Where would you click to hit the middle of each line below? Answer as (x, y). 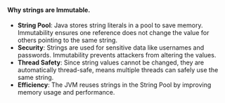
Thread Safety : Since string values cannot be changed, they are (111, 62)
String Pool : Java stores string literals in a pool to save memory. (110, 25)
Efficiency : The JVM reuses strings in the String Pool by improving (114, 85)
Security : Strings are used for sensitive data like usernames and (111, 48)
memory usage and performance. (66, 92)
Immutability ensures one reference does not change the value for (113, 33)
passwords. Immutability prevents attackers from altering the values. (117, 55)
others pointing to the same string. (67, 40)
